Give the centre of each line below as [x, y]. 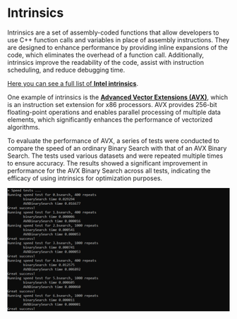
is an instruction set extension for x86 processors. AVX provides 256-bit [112, 104]
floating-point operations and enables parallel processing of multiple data [114, 112]
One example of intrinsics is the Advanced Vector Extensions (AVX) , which [118, 97]
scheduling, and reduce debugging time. [66, 70]
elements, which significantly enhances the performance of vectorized [110, 119]
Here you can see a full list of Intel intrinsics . [73, 83]
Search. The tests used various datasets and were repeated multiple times [115, 156]
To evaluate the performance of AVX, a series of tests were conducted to [114, 140]
